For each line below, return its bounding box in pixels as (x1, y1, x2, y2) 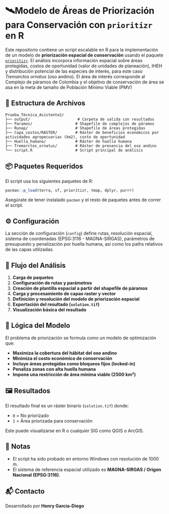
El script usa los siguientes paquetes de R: (5, 178, 93, 184)
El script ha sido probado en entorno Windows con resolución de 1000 (12, 455, 159, 461)
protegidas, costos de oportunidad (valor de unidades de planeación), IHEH (5, 63, 162, 69)
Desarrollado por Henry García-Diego (5, 503, 84, 509)
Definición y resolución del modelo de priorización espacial (12, 296, 140, 302)
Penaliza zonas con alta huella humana (12, 366, 96, 372)
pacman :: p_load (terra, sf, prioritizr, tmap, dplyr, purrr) (5, 188, 135, 193)
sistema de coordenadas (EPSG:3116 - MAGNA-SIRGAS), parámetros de (5, 236, 155, 242)
